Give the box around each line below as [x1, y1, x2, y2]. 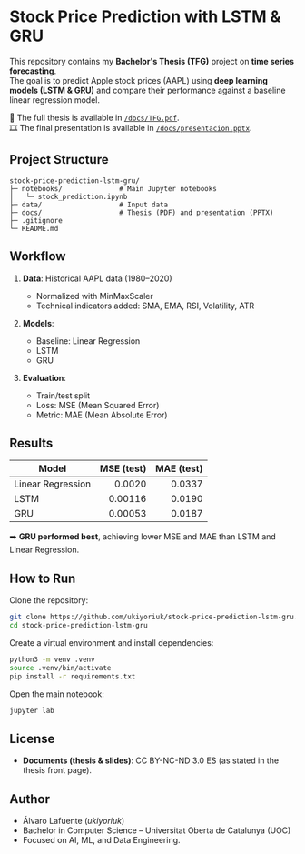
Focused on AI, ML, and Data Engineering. [22, 835, 181, 846]
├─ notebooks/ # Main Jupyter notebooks [9, 184, 218, 193]
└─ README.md [9, 224, 59, 233]
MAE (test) [155, 462, 203, 475]
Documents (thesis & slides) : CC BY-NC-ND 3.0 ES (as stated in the [22, 755, 280, 766]
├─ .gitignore [9, 216, 64, 225]
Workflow [9, 248, 66, 265]
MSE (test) [99, 462, 147, 475]
